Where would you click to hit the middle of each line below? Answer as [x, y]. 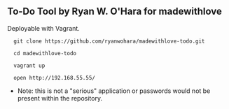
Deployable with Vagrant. [44, 28]
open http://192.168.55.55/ [55, 78]
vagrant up [29, 66]
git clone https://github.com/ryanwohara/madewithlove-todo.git [109, 41]
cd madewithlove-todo [45, 53]
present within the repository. [60, 98]
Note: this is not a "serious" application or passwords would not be [114, 91]
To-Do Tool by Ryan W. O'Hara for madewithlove [114, 12]
